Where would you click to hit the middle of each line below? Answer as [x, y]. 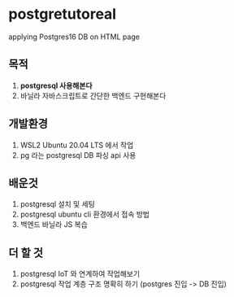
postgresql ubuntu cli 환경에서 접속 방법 [85, 214]
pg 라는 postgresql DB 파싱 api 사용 [78, 155]
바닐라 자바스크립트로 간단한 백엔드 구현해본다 [93, 95]
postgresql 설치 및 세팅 [57, 204]
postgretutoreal [62, 14]
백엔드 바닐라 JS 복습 [54, 225]
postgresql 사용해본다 [56, 85]
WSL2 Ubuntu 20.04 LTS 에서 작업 [77, 145]
